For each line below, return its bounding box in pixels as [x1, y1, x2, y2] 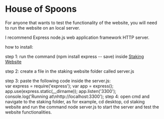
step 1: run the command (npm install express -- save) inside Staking [5, 53, 144, 59]
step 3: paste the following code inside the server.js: [5, 78, 111, 84]
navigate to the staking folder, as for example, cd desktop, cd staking [5, 98, 145, 104]
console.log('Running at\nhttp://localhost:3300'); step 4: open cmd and [5, 93, 150, 99]
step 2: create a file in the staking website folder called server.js [5, 68, 135, 74]
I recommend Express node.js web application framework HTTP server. [5, 34, 150, 40]
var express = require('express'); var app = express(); [5, 83, 114, 89]
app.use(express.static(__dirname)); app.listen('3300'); [5, 88, 116, 94]
